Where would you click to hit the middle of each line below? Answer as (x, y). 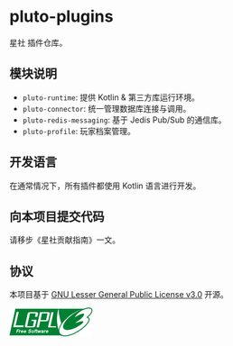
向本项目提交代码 (57, 217)
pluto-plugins (61, 17)
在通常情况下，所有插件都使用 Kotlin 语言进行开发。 (105, 186)
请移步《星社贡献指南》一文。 (65, 240)
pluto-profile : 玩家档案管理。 (79, 131)
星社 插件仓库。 (38, 42)
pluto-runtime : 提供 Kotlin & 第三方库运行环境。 (111, 97)
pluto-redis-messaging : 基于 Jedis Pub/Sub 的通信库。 (125, 120)
